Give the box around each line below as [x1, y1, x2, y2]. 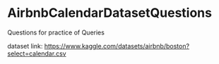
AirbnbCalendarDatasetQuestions [7, 5, 212, 21]
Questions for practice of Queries [7, 28, 105, 37]
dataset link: [7, 41, 43, 50]
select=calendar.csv [7, 49, 66, 58]
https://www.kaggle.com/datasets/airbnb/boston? [44, 41, 189, 50]
